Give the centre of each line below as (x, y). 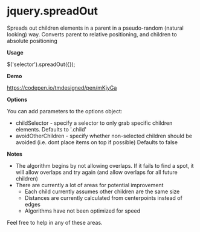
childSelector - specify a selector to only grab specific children (94, 123)
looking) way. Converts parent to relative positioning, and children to (92, 34)
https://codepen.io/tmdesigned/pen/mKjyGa (62, 88)
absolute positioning (32, 41)
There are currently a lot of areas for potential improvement (89, 185)
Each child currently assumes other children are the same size (102, 191)
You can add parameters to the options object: (65, 111)
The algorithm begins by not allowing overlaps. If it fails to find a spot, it (105, 165)
